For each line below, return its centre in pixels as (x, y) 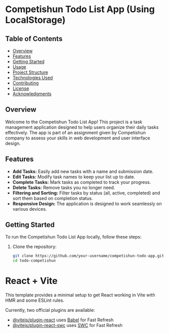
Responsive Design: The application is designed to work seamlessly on (87, 204)
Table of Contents (34, 39)
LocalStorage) (35, 20)
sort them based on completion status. (53, 198)
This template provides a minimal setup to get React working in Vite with (80, 295)
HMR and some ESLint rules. (35, 300)
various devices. (30, 209)
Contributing (25, 83)
